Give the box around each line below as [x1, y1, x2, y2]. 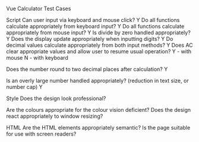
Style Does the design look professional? [6, 95, 106, 102]
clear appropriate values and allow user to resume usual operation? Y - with [6, 48, 192, 55]
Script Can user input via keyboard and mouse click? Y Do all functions [6, 17, 180, 23]
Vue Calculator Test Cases [6, 5, 71, 12]
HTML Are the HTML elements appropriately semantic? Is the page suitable [6, 124, 191, 131]
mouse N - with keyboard [6, 54, 68, 61]
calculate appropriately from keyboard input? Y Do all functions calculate [6, 23, 185, 30]
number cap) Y [6, 83, 43, 91]
